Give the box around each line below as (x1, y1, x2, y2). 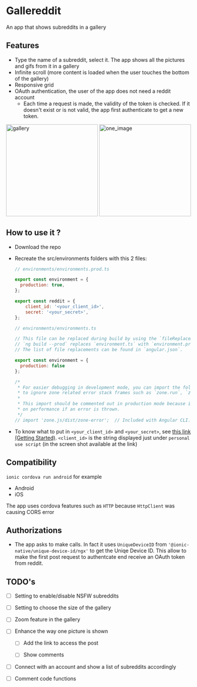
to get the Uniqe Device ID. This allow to (90, 547, 186, 554)
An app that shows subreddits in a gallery (6, 24, 107, 31)
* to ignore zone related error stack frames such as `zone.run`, (17, 390, 183, 396)
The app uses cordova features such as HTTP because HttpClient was (6, 502, 175, 509)
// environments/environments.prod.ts (14, 266, 110, 272)
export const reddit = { (14, 298, 76, 304)
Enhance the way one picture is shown (14, 628, 108, 635)
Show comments (23, 651, 64, 658)
